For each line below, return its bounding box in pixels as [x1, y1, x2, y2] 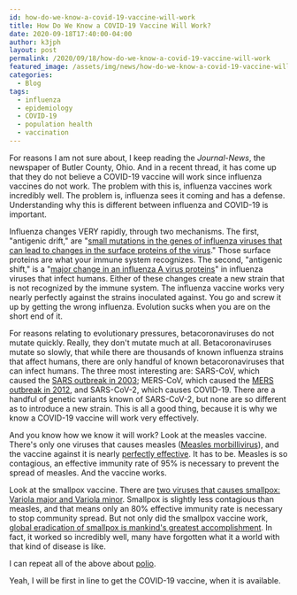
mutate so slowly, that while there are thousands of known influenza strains [9, 346, 285, 357]
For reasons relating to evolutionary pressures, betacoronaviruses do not [9, 328, 275, 338]
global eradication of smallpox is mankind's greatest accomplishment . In [9, 522, 272, 532]
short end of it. [9, 311, 64, 321]
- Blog [17, 79, 42, 88]
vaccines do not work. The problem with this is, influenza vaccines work [9, 181, 272, 191]
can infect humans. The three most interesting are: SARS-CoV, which [9, 365, 261, 376]
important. [9, 209, 47, 220]
